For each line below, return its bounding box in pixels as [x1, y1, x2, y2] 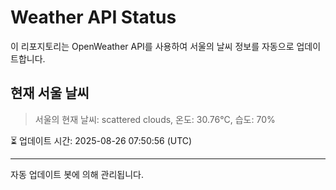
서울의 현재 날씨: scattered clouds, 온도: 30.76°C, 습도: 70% [34, 113, 276, 125]
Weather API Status [10, 6, 177, 29]
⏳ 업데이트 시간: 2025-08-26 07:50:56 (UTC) [10, 134, 193, 146]
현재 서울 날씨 [10, 85, 90, 102]
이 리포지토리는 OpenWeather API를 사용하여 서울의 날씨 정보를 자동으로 [10, 40, 295, 52]
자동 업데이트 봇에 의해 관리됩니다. [10, 168, 144, 180]
